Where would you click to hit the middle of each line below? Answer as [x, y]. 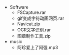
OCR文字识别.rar [34, 30]
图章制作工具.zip [34, 36]
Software [19, 7]
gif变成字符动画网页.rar [41, 18]
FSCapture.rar [31, 12]
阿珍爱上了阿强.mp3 [37, 47]
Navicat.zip [29, 24]
